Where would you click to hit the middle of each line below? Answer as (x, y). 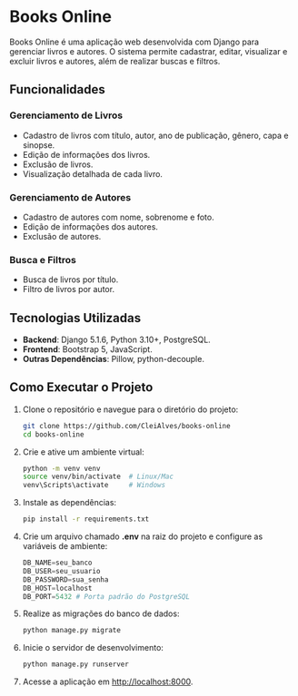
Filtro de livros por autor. (69, 289)
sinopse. (39, 145)
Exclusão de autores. (62, 236)
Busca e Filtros (43, 260)
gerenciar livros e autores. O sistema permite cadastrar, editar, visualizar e (149, 51)
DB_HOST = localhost (57, 588)
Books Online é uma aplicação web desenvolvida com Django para (134, 42)
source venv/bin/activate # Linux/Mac (98, 477)
